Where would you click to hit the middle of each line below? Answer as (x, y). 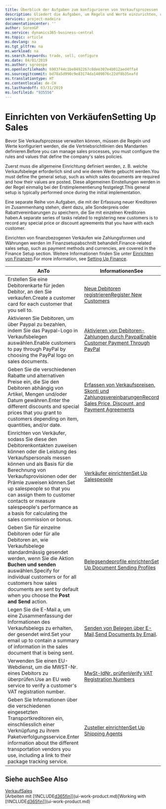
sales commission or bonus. (40, 520)
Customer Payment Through (117, 343)
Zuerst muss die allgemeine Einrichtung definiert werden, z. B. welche (76, 166)
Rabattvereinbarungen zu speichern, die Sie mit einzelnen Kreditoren (75, 212)
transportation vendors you (39, 749)
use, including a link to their (40, 755)
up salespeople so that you (39, 488)
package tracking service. (38, 762)
